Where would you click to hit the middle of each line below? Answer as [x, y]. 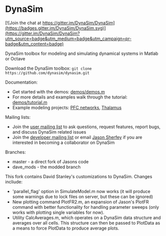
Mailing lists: [18, 117]
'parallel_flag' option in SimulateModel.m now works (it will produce [81, 191]
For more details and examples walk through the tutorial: [70, 97]
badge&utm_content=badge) [34, 44]
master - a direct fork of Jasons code [51, 161]
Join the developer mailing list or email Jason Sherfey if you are [77, 137]
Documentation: [22, 82]
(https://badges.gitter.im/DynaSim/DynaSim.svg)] [55, 28]
